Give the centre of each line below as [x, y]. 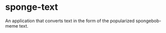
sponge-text [32, 7]
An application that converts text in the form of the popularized [70, 21]
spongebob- [148, 21]
